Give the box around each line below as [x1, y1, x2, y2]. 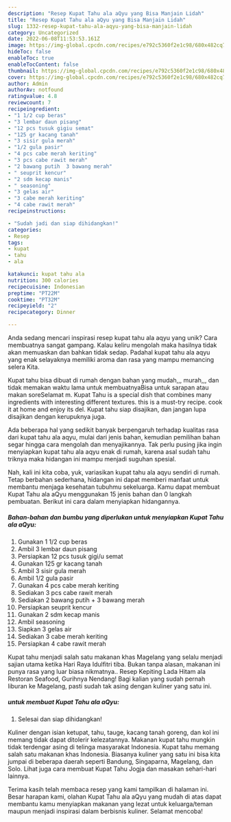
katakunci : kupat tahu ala [8, 271, 85, 278]
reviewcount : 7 [8, 99, 51, 106]
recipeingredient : [8, 106, 60, 112]
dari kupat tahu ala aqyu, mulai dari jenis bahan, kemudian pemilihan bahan [8, 433, 221, 441]
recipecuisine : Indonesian [8, 283, 85, 290]
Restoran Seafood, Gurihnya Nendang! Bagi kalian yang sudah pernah [8, 675, 206, 683]
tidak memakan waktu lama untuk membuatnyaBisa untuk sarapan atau [8, 383, 209, 391]
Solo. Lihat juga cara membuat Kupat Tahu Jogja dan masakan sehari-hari [8, 764, 217, 773]
